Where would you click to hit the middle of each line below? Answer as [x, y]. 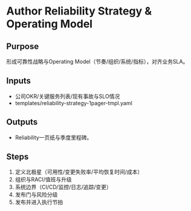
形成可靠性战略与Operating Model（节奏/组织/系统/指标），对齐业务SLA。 [97, 61]
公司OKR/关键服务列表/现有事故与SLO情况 [67, 96]
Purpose [23, 46]
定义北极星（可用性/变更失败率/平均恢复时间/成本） [79, 172]
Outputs [22, 122]
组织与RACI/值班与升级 [44, 180]
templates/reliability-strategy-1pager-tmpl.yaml [74, 103]
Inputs [19, 81]
